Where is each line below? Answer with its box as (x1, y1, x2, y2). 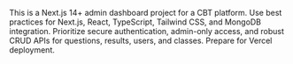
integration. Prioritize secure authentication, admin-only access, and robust (9, 26, 285, 36)
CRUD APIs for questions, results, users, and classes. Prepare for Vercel (9, 35, 273, 46)
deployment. (9, 45, 55, 55)
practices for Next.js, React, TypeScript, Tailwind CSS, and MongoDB (9, 17, 262, 27)
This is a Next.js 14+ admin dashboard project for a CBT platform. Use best (9, 8, 282, 18)
